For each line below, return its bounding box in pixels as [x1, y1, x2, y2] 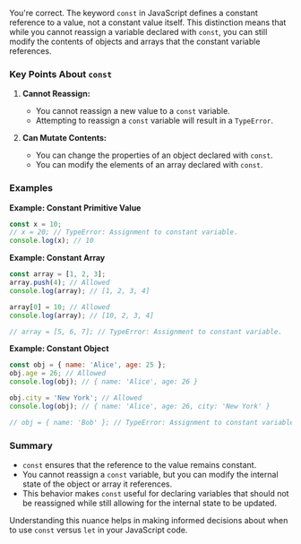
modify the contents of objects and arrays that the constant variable [9, 36, 261, 47]
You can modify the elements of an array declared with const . [35, 160, 263, 170]
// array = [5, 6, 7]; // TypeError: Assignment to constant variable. [9, 327, 282, 336]
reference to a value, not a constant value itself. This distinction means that [9, 17, 287, 28]
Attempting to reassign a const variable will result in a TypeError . [35, 116, 274, 126]
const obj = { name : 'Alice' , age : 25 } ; [9, 360, 167, 370]
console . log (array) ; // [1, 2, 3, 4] [9, 286, 150, 295]
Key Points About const [9, 67, 112, 80]
